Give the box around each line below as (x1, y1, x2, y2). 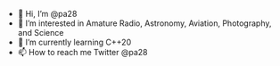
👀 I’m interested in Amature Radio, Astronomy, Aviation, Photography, (17, 18, 272, 29)
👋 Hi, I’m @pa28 (17, 9, 78, 19)
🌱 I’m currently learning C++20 (17, 37, 132, 47)
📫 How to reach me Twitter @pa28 (17, 47, 148, 57)
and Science (17, 28, 64, 37)
